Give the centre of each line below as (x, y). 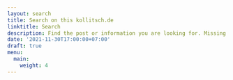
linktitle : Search (34, 26)
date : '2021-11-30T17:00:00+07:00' (59, 40)
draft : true (24, 46)
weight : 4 (34, 65)
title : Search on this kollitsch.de (60, 20)
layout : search (29, 14)
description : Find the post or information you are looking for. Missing (117, 33)
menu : (15, 53)
